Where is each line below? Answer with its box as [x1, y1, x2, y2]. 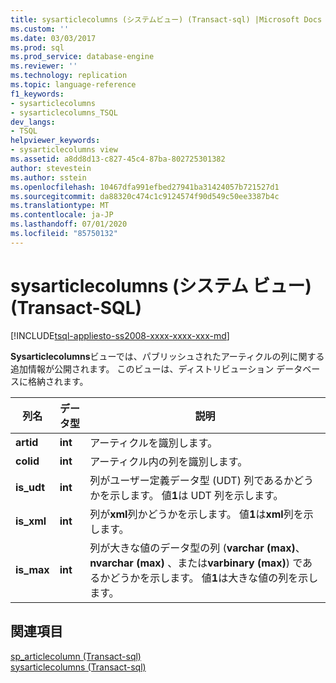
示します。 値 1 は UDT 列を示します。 [109, 488, 284, 502]
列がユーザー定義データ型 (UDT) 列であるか [89, 473, 295, 487]
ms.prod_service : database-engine [10, 52, 155, 62]
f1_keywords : [10, 89, 65, 99]
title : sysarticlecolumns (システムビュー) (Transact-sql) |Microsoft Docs [10, 14, 323, 25]
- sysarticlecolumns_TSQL [10, 107, 118, 118]
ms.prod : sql [10, 42, 65, 53]
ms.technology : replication [10, 71, 128, 81]
